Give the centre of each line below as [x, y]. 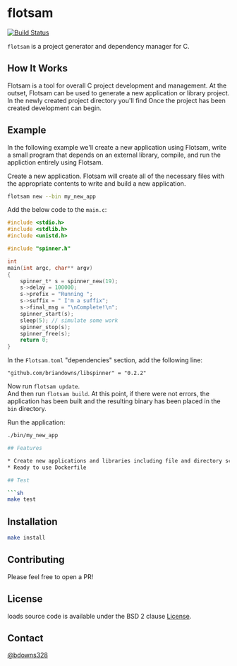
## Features [25, 448]
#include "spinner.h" [39, 249]
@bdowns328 [28, 655]
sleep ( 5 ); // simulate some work [69, 320]
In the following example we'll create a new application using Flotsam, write [117, 147]
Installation [32, 522]
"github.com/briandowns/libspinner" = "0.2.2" [77, 373]
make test [22, 499]
